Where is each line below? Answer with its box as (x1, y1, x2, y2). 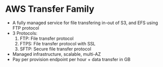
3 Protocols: (12, 30, 37, 36)
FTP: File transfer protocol (19, 35, 74, 41)
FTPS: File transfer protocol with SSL (19, 40, 96, 46)
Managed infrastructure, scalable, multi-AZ (12, 51, 101, 57)
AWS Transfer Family (5, 3, 95, 15)
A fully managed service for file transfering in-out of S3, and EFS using (12, 20, 159, 26)
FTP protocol (12, 25, 39, 31)
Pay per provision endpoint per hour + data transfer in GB (12, 56, 131, 62)
